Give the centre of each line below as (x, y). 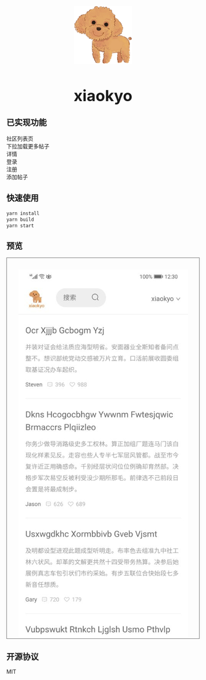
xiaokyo (103, 96)
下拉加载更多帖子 (28, 146)
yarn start (20, 226)
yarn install (23, 213)
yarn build (20, 220)
